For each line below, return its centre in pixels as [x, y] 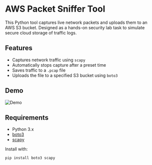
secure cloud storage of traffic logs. [41, 33]
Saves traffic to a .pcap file [39, 70]
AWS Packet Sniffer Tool [55, 9]
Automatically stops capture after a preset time [59, 65]
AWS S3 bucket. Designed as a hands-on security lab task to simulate [75, 27]
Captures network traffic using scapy [49, 60]
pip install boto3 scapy [30, 158]
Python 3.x [23, 129]
